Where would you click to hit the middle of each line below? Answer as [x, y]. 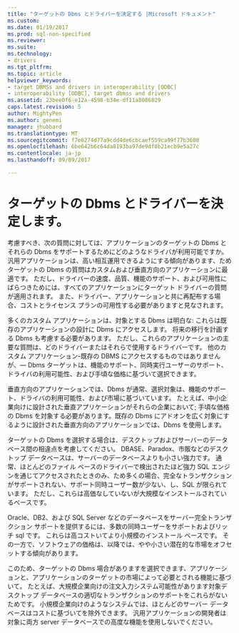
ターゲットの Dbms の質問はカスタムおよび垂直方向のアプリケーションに [115, 269]
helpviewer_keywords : [40, 80]
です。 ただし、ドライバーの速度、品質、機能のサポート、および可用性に [120, 278]
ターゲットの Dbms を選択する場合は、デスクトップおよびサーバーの [108, 440]
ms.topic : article [35, 74]
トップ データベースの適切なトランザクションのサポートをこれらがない [124, 595]
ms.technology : [30, 54]
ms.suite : [22, 47]
